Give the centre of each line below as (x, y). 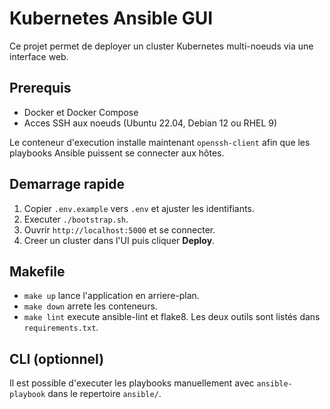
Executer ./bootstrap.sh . (76, 219)
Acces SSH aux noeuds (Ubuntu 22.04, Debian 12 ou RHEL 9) (150, 123)
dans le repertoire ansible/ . (104, 394)
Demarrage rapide (67, 184)
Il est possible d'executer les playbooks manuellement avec (132, 383)
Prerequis (40, 88)
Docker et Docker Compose (81, 112)
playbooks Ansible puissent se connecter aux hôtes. (117, 153)
